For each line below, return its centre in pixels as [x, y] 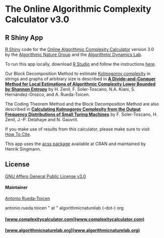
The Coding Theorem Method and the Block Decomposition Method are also [82, 104]
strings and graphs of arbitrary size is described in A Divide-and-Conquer [80, 79]
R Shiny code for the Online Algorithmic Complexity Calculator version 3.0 [80, 49]
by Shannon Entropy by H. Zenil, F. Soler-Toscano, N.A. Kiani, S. [70, 89]
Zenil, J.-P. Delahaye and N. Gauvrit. [42, 119]
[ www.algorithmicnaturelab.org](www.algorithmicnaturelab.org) [73, 230]
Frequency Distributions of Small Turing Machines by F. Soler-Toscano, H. [81, 114]
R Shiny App [24, 38]
